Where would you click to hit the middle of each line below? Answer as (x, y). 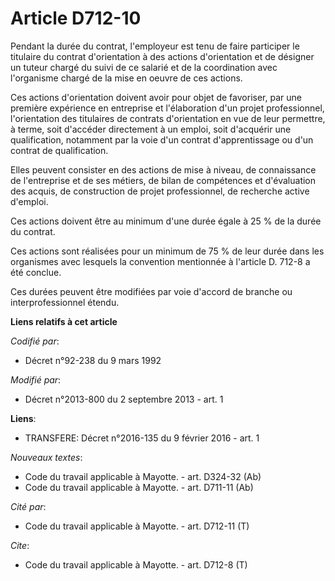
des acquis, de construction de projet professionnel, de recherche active (160, 191)
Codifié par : (35, 341)
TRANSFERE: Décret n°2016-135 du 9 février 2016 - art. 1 (142, 438)
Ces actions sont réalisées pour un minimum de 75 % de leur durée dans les (167, 251)
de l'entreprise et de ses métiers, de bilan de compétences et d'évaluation (163, 180)
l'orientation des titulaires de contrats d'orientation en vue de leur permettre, (168, 118)
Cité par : (28, 506)
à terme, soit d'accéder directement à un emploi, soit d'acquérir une (151, 129)
